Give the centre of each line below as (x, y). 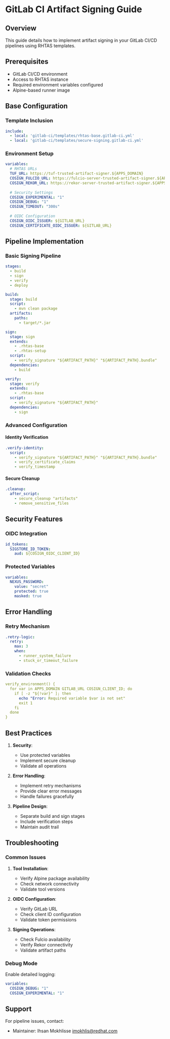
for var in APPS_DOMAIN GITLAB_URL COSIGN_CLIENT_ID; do (71, 689)
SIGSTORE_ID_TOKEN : (30, 549)
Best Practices (29, 733)
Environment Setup (30, 154)
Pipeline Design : (30, 806)
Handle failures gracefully (47, 796)
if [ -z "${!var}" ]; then (43, 693)
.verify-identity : (25, 448)
